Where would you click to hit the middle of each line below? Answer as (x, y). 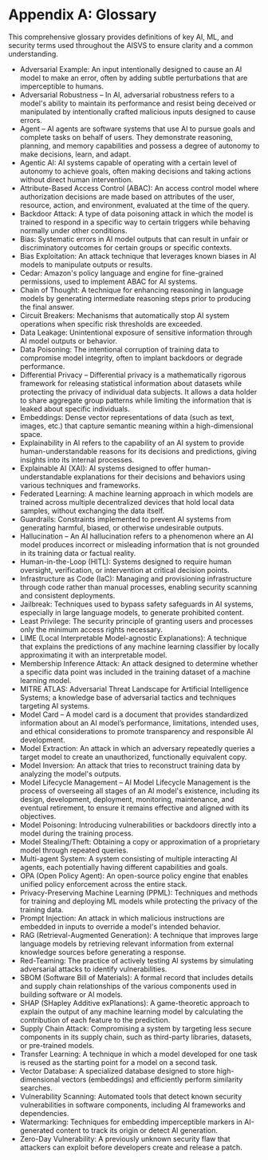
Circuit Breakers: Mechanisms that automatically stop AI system (124, 315)
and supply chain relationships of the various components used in (128, 986)
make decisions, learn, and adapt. (75, 154)
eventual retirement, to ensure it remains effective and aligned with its (134, 808)
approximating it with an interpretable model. (93, 655)
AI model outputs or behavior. (69, 340)
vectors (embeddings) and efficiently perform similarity (152, 1079)
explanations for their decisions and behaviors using (160, 476)
